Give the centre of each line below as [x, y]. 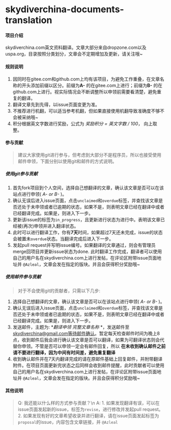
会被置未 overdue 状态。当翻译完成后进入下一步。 [63, 239]
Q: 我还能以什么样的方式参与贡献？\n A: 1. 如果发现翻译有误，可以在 [89, 403]
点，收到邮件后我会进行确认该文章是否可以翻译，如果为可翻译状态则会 [86, 340]
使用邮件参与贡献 [23, 277]
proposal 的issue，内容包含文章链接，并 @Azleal [68, 422]
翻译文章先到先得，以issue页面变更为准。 [56, 104]
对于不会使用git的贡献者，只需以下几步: [59, 290]
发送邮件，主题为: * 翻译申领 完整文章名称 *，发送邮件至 [71, 327]
